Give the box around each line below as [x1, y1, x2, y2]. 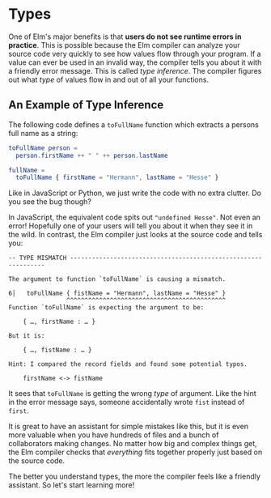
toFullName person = [8, 143, 78, 152]
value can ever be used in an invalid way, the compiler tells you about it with [8, 57, 262, 67]
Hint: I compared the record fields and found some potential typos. [8, 360, 248, 368]
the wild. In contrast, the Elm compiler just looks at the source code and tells [8, 230, 263, 240]
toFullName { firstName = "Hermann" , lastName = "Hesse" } [15, 173, 219, 182]
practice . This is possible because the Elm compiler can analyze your [8, 40, 240, 49]
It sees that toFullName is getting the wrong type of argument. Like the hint [8, 389, 256, 398]
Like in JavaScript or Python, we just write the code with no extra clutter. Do [8, 188, 261, 198]
